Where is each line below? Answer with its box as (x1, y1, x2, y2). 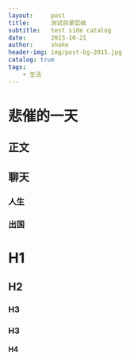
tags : (8, 63, 26, 71)
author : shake (8, 41, 69, 49)
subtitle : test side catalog (8, 26, 112, 34)
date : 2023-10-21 (8, 33, 87, 42)
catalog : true (8, 56, 55, 64)
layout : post (8, 11, 66, 20)
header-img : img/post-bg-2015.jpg (8, 48, 123, 56)
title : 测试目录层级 (8, 19, 87, 27)
